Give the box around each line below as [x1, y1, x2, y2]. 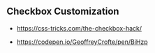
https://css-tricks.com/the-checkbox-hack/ [16, 24, 142, 32]
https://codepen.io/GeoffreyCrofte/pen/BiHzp [16, 38, 148, 46]
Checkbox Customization [6, 6, 119, 17]
